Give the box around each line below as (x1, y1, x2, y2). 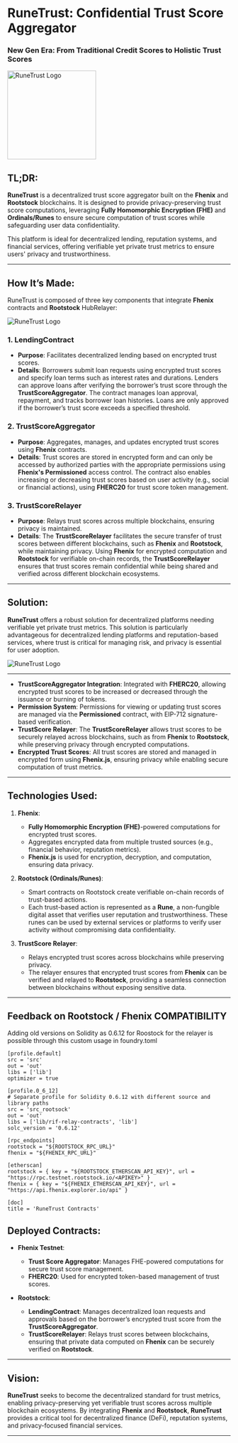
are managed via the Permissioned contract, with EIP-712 (17, 709, 186, 718)
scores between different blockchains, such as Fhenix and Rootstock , (17, 539, 223, 548)
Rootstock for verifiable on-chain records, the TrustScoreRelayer (17, 555, 210, 563)
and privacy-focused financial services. (7, 1421, 123, 1430)
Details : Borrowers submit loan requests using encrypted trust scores (17, 366, 222, 375)
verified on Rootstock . (28, 1345, 94, 1354)
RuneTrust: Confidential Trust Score (7, 5, 224, 21)
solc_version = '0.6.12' (7, 1124, 81, 1132)
